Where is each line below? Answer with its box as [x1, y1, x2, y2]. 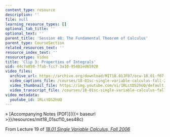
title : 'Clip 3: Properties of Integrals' [5, 59, 96, 64]
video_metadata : [5, 92, 39, 97]
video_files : [5, 69, 33, 74]
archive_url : [10, 74, 37, 79]
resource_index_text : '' [5, 50, 58, 55]
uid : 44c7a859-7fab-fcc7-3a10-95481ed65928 [5, 64, 99, 69]
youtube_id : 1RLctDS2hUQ [10, 97, 62, 102]
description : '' [5, 12, 39, 17]
